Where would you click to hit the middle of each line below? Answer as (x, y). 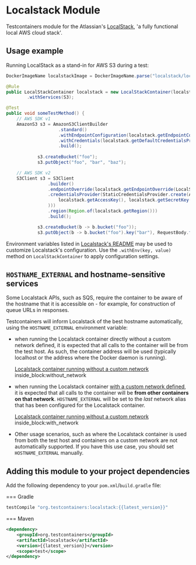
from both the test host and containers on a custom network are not (96, 440)
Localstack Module (53, 10)
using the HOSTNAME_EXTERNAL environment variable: (67, 328)
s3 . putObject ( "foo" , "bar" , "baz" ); (82, 162)
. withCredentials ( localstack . (95, 141)
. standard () (73, 129)
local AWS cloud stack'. (34, 32)
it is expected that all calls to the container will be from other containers (101, 393)
